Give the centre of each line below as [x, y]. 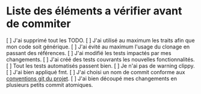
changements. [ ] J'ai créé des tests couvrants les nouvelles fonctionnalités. [100, 59]
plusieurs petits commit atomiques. [50, 84]
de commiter [39, 24]
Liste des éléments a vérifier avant [94, 11]
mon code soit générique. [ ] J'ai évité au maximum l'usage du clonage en [98, 47]
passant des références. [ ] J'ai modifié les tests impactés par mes [89, 53]
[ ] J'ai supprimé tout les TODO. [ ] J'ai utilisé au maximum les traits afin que [100, 40]
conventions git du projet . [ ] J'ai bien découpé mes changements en [92, 78]
